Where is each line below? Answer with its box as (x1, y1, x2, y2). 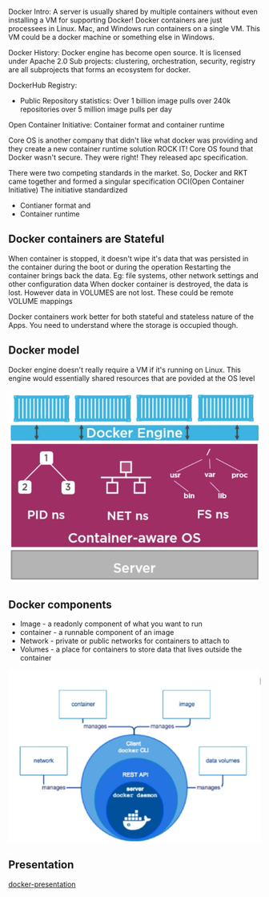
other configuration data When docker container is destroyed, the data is (8, 279, 249, 289)
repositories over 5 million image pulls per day (19, 104, 172, 114)
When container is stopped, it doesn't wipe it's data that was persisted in (8, 253, 249, 263)
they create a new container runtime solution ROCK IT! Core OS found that (8, 144, 254, 153)
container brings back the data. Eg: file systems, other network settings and (8, 270, 259, 280)
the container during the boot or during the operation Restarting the (8, 262, 231, 272)
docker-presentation (8, 879, 76, 889)
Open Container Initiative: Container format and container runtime (8, 120, 225, 129)
